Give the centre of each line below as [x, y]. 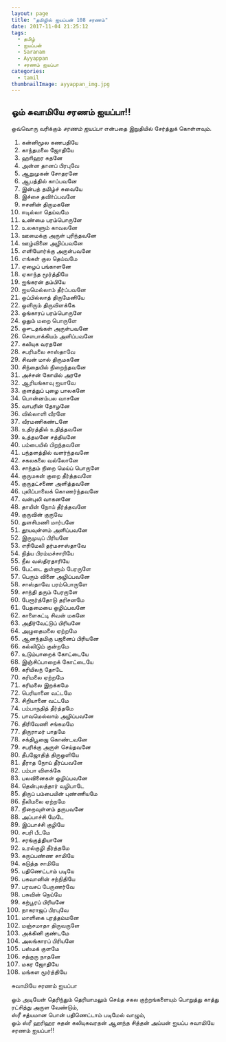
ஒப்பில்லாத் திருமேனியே [53, 298]
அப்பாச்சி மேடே [42, 817]
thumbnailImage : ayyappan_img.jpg [61, 84]
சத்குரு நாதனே [41, 957]
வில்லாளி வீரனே [43, 413]
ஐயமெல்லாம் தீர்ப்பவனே [54, 289]
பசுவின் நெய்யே [41, 895]
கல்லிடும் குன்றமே [45, 646]
